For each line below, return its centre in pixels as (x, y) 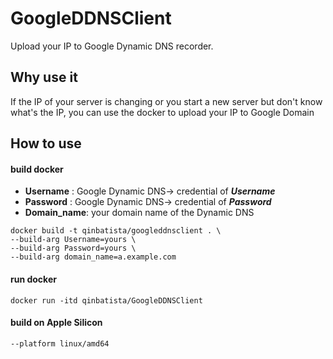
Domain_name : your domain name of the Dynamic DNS (139, 213)
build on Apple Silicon (56, 323)
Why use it (44, 77)
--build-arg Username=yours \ (73, 240)
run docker (33, 279)
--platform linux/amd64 (60, 343)
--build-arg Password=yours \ (73, 248)
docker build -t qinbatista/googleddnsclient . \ (116, 231)
